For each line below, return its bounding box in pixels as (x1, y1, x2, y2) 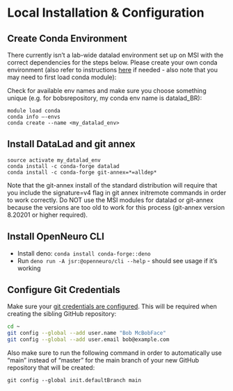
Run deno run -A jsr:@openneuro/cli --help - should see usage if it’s (17, 256, 218, 265)
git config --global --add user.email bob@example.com (7, 336, 170, 343)
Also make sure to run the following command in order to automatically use (7, 349, 223, 357)
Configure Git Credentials (7, 284, 120, 296)
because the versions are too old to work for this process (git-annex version (7, 203, 225, 211)
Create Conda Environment (7, 33, 127, 44)
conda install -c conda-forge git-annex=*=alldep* (7, 169, 157, 176)
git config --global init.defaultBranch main (7, 377, 141, 384)
